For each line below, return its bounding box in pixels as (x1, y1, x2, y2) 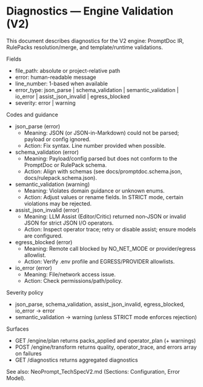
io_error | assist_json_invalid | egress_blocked (15, 93, 130, 100)
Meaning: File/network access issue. (24, 271, 116, 278)
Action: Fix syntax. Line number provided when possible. (24, 142, 166, 149)
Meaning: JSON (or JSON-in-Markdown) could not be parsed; (24, 129, 179, 136)
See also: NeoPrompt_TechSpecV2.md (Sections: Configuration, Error (6, 368, 181, 375)
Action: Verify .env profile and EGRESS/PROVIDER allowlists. (24, 257, 175, 265)
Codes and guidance (6, 111, 59, 118)
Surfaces (6, 325, 29, 332)
